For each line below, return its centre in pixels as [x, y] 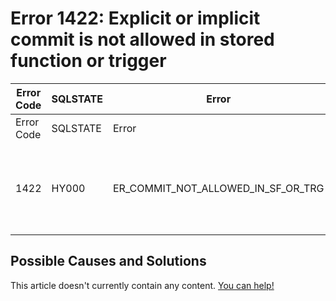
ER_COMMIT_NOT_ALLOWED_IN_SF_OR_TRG [219, 188]
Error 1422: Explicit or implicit [135, 18]
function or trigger [88, 61]
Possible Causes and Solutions [108, 261]
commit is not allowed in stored [142, 39]
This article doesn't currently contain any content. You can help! [142, 285]
